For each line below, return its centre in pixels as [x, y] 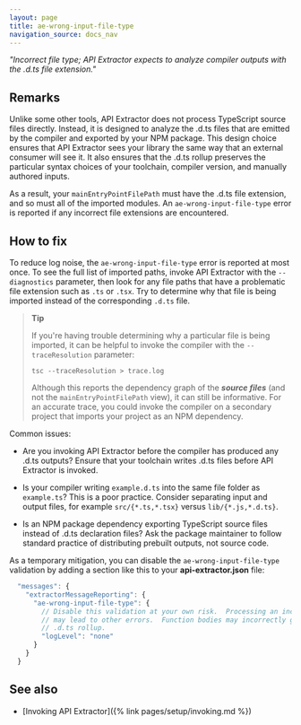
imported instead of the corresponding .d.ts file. [100, 301]
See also [34, 690]
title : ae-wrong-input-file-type [72, 26]
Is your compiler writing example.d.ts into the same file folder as [141, 487]
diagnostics [31, 283]
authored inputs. [39, 177]
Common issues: [40, 433]
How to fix [38, 241]
